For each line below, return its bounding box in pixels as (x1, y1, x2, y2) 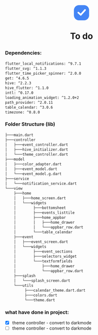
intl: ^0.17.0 (5, 90, 34, 95)
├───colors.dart (24, 293, 57, 298)
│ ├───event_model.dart (5, 167, 57, 171)
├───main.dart (5, 133, 34, 137)
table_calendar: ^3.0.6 (5, 105, 53, 110)
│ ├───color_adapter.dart (5, 162, 62, 167)
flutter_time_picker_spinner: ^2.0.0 (5, 71, 82, 76)
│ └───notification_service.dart (5, 181, 77, 186)
